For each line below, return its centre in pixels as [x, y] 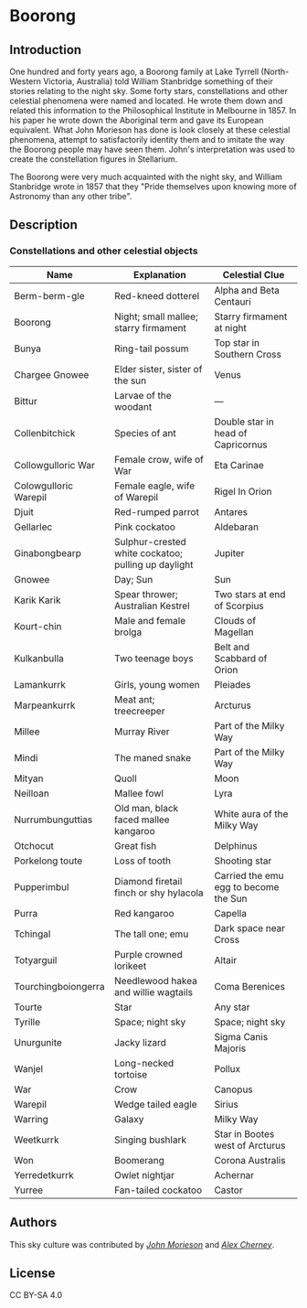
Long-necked [144, 1063]
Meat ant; [134, 699]
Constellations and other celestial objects [104, 251]
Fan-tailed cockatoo [158, 1190]
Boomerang [139, 1160]
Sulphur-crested [150, 541]
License [32, 1273]
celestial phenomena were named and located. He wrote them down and [146, 101]
